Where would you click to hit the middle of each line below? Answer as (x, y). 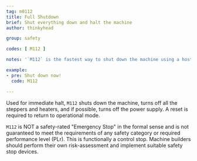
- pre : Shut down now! (34, 76)
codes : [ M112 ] (26, 49)
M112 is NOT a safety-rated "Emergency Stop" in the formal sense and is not (98, 126)
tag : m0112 (19, 11)
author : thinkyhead (30, 28)
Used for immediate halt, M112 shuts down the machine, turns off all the (92, 102)
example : (17, 70)
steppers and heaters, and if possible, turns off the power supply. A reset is (97, 109)
